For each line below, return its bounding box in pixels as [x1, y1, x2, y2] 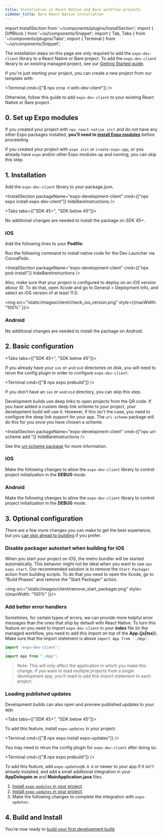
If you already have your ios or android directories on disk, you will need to [5, 365, 156, 371]
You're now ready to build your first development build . [5, 826, 116, 832]
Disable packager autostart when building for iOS [5, 545, 124, 551]
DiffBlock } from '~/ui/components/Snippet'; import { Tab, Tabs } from [5, 30, 145, 36]
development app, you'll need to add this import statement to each [17, 673, 151, 679]
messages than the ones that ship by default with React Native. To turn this [5, 619, 156, 626]
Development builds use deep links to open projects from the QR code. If [5, 398, 151, 404]
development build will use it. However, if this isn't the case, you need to [5, 409, 150, 415]
